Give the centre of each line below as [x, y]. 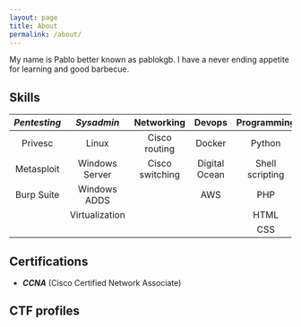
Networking [160, 123]
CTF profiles [45, 311]
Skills [25, 97]
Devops [211, 123]
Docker [211, 143]
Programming [266, 123]
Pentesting [38, 123]
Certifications [49, 261]
